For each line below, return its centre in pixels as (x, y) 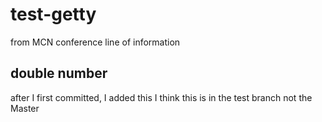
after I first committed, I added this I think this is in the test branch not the (161, 97)
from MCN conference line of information (95, 42)
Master (25, 108)
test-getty (53, 14)
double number (59, 73)
